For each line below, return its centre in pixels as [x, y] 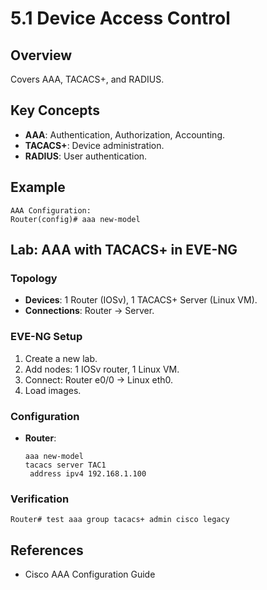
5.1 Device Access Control [120, 18]
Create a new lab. [61, 358]
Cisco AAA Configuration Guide [90, 574]
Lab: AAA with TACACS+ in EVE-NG [124, 250]
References [47, 550]
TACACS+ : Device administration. [94, 145]
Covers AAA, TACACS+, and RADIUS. [87, 79]
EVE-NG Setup [46, 337]
